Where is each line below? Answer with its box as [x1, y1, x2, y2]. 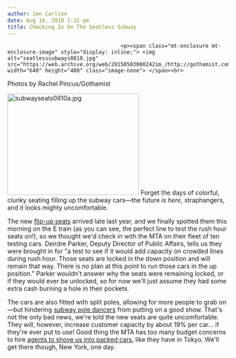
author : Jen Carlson [7, 10, 68, 18]
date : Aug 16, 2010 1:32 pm [7, 17, 90, 24]
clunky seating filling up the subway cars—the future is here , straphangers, [7, 196, 225, 205]
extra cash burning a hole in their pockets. [7, 284, 130, 293]
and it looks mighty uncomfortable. [7, 203, 109, 212]
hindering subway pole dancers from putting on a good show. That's [24, 305, 223, 314]
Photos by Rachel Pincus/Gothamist [7, 79, 111, 88]
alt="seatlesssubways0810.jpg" [7, 55, 99, 62]
